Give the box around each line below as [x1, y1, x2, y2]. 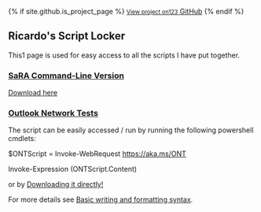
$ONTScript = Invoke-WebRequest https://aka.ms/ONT [8, 149, 187, 158]
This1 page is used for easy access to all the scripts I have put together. [8, 50, 241, 60]
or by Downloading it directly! [8, 180, 104, 189]
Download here [8, 88, 57, 98]
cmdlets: [8, 134, 37, 143]
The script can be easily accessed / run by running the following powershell [8, 125, 254, 135]
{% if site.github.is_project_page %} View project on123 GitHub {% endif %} [8, 7, 244, 16]
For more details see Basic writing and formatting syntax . [8, 195, 193, 204]
